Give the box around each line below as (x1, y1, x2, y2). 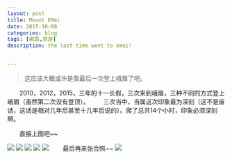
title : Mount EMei (7, 17, 60, 24)
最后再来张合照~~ (62, 144, 114, 152)
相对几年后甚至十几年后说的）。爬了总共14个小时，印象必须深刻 (37, 106, 217, 114)
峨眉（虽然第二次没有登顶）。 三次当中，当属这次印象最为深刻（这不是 (7, 97, 219, 106)
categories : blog (7, 29, 58, 37)
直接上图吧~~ (19, 129, 58, 138)
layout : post (7, 10, 45, 17)
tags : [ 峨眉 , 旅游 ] (7, 36, 57, 43)
